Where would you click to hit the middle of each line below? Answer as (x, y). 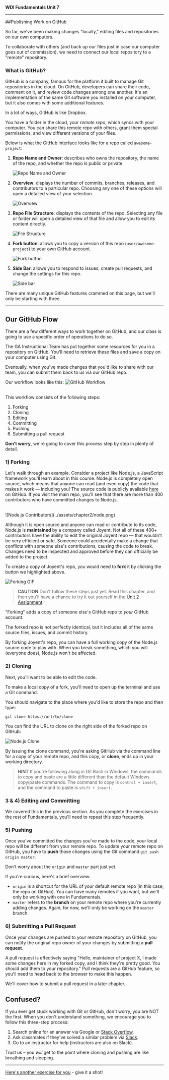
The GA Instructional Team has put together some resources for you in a (80, 347)
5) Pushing (19, 830)
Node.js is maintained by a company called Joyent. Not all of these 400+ (81, 530)
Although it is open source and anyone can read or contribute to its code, (81, 525)
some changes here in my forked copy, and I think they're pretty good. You (83, 963)
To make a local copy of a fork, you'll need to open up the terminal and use (83, 687)
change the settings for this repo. (47, 274)
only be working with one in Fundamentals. (57, 897)
